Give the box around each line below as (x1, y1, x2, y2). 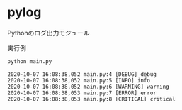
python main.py (7, 57, 52, 65)
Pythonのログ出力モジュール (7, 28, 90, 37)
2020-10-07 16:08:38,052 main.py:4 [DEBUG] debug (7, 70, 157, 78)
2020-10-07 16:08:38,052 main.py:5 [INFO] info (7, 77, 151, 84)
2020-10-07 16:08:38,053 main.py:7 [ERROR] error (7, 89, 157, 97)
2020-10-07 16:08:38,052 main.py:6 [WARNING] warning (7, 83, 170, 90)
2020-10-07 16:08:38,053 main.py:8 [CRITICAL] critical (7, 95, 176, 103)
